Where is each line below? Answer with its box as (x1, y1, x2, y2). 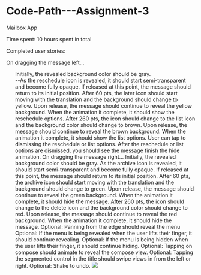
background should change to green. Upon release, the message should (14, 185, 194, 192)
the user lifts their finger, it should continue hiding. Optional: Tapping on (14, 242, 193, 249)
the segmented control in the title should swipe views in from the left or (14, 255, 191, 262)
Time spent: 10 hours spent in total (6, 35, 92, 43)
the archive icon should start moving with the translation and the (14, 179, 175, 186)
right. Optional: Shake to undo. (14, 262, 91, 269)
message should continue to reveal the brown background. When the (14, 128, 186, 135)
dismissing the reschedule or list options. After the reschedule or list (14, 140, 184, 147)
